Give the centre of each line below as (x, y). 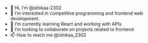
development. (25, 18)
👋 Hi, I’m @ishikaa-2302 (36, 8)
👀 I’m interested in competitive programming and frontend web (77, 13)
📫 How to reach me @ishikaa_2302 (48, 35)
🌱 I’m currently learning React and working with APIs (66, 24)
